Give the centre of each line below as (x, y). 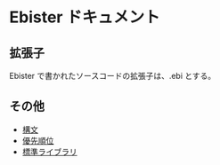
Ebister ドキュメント (85, 17)
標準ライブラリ (49, 152)
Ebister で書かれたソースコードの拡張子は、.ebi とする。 (113, 76)
